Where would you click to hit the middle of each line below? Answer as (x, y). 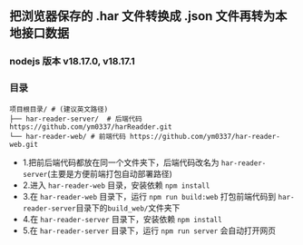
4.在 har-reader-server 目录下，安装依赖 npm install (122, 219)
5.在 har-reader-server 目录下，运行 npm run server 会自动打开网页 (149, 230)
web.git (24, 144)
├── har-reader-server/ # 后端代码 (76, 119)
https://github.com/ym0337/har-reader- (205, 136)
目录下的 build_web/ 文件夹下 (128, 208)
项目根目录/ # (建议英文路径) (59, 109)
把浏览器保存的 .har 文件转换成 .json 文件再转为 (142, 16)
